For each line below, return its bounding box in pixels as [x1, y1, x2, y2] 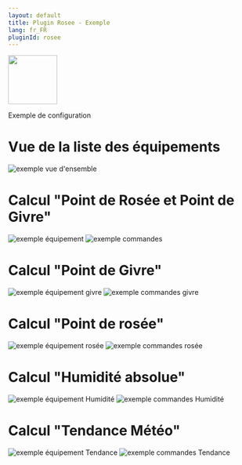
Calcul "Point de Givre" [8, 262, 162, 279]
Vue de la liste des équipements [8, 138, 221, 156]
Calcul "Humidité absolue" [8, 369, 186, 387]
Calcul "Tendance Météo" [8, 422, 181, 440]
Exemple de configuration [8, 111, 92, 120]
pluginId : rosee [8, 33, 61, 42]
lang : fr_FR [8, 26, 47, 34]
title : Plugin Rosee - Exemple [8, 19, 110, 27]
